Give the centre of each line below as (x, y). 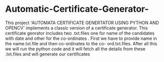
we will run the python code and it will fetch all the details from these (75, 49)
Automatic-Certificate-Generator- (77, 9)
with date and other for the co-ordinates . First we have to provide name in (81, 38)
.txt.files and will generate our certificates (48, 54)
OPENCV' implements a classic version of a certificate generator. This (77, 28)
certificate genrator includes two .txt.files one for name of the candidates (80, 33)
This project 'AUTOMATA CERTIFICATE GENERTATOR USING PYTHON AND (82, 23)
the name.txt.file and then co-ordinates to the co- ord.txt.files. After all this (81, 43)
